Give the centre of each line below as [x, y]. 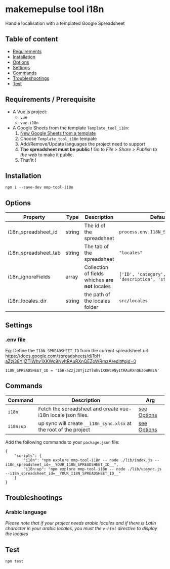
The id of [95, 226]
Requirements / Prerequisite [50, 100]
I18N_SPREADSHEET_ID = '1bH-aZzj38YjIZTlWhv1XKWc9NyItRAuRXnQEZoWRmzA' [82, 370]
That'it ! [28, 160]
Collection [96, 267]
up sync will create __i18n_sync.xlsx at [85, 423]
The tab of [97, 247]
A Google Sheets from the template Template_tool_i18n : [71, 128]
